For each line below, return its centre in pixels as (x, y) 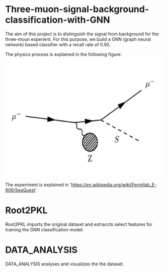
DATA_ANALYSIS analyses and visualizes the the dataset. (65, 264)
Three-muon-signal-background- (77, 9)
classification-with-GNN (58, 20)
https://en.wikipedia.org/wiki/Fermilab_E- (114, 185)
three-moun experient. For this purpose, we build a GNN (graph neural (78, 39)
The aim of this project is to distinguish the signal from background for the (82, 34)
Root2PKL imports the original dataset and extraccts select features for (79, 224)
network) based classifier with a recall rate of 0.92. (58, 44)
